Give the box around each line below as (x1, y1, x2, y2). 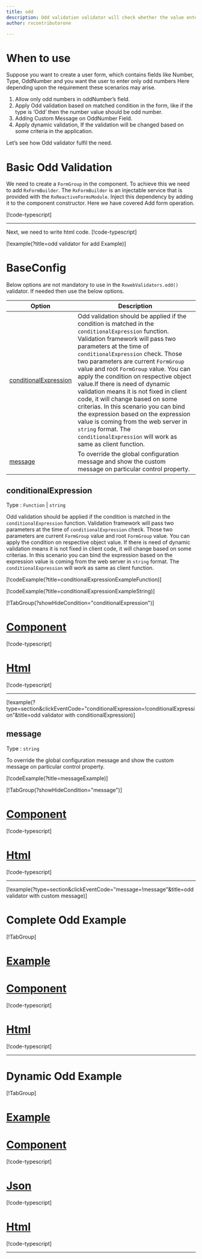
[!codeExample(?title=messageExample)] (6, 775, 108, 782)
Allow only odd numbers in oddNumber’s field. (14, 96, 130, 103)
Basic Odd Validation (6, 160, 112, 174)
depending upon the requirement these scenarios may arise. (6, 84, 156, 91)
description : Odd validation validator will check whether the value (6, 14, 185, 20)
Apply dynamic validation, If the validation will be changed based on (14, 121, 185, 128)
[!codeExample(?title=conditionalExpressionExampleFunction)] (6, 576, 162, 583)
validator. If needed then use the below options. (6, 287, 124, 295)
